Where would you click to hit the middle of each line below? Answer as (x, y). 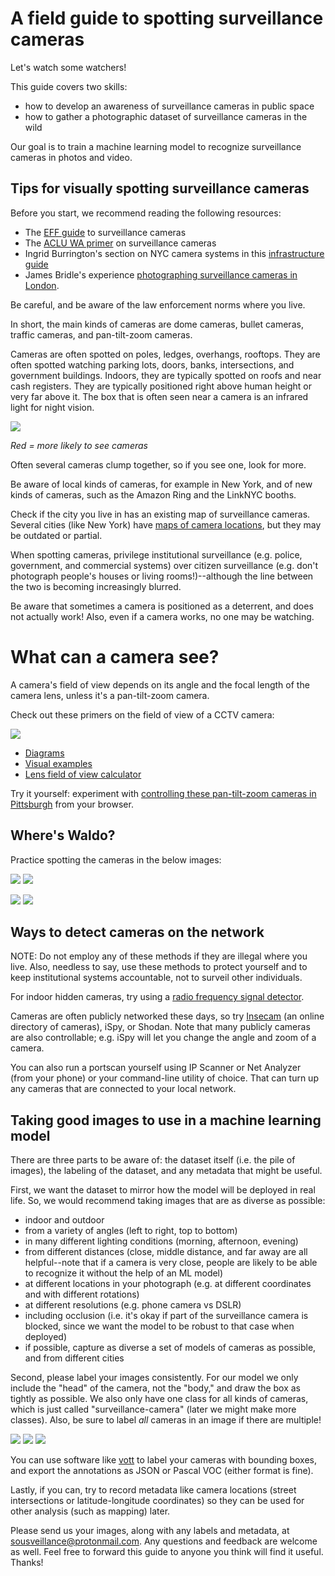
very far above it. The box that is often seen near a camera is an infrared (159, 396)
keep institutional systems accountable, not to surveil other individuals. (156, 978)
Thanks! (27, 1563)
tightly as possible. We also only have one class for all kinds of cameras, (159, 1399)
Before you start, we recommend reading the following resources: (146, 213)
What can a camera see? (115, 656)
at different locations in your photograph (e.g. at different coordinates (168, 1284)
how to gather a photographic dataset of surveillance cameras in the (166, 116)
